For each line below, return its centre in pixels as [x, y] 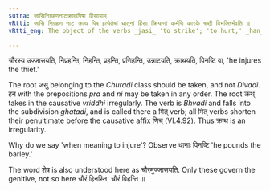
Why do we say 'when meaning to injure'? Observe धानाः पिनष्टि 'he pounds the [135, 145]
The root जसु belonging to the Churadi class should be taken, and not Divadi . [135, 85]
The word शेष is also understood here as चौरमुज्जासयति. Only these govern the [132, 170]
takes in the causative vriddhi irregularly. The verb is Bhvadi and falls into [130, 103]
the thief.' [24, 70]
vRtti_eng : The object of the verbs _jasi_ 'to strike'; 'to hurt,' [125, 30]
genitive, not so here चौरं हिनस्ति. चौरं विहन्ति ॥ [77, 179]
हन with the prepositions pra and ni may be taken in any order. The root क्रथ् [132, 94]
